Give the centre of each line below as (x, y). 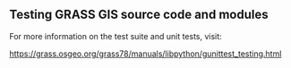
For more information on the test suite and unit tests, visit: (116, 36)
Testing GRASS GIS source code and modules (139, 15)
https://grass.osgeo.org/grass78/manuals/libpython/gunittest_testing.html (145, 54)
